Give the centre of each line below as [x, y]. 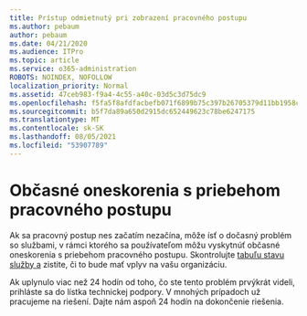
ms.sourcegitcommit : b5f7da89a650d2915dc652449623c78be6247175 [132, 111]
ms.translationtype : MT [55, 120]
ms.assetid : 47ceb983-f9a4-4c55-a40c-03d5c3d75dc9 [108, 94]
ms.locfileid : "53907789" [58, 145]
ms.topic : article [44, 60]
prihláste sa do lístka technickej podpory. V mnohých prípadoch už [135, 291]
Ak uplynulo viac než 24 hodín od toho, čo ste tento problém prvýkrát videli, [152, 282]
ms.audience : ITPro [47, 52]
